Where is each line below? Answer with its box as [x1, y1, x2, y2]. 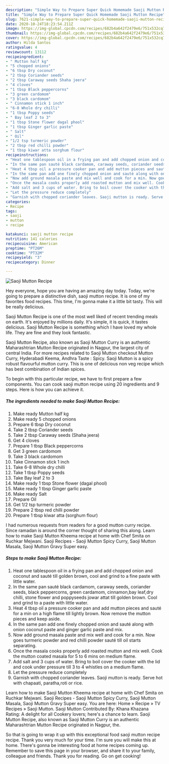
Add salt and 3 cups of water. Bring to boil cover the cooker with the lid [13, 658, 160, 664]
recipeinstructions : [6, 152, 49, 158]
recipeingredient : [6, 54, 44, 59]
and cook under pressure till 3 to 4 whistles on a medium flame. [13, 664, 145, 670]
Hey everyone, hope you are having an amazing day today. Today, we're [6, 288, 155, 293]
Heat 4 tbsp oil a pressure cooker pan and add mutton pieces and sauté [13, 605, 162, 611]
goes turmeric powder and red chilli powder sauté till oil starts [13, 637, 141, 643]
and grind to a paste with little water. [13, 599, 89, 605]
